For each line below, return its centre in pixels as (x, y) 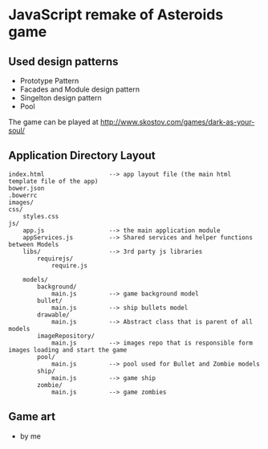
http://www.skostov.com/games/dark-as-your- (177, 122)
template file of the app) (53, 181)
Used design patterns (63, 61)
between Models (34, 244)
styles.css (41, 216)
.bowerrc (23, 195)
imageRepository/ (66, 336)
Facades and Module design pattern (80, 89)
